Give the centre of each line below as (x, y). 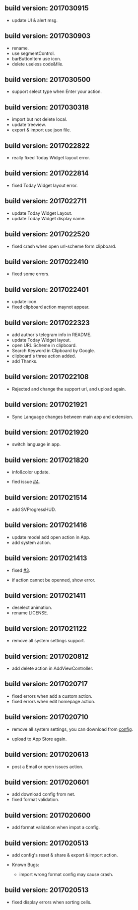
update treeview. (29, 125)
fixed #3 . (21, 570)
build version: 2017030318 (47, 107)
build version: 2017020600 (48, 815)
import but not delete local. (39, 119)
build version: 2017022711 (46, 201)
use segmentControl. (33, 53)
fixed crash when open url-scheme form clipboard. (64, 246)
